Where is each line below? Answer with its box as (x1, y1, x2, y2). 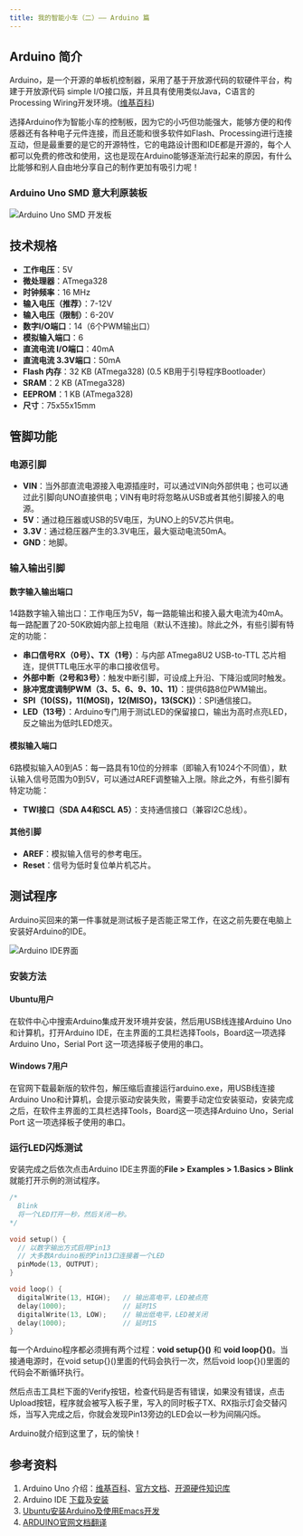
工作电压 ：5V (22, 264, 73, 274)
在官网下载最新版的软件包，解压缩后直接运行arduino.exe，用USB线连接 (9, 1082, 276, 1093)
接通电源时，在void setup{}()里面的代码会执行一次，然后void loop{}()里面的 (9, 1356, 290, 1367)
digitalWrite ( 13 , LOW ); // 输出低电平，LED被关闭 (17, 1310, 208, 1319)
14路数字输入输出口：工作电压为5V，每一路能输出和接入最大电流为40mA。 (9, 608, 289, 619)
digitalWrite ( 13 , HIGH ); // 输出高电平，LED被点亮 (17, 1292, 208, 1302)
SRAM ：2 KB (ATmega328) (22, 377, 126, 388)
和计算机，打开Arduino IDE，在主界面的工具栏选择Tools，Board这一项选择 (9, 1027, 287, 1038)
